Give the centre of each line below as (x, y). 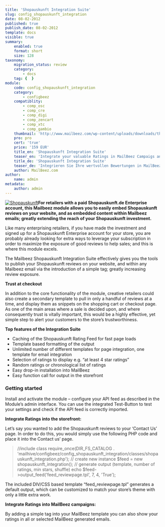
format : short (28, 51)
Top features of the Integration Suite (43, 329)
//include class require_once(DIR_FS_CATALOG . (66, 449)
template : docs (21, 33)
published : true (22, 23)
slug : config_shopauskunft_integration (46, 14)
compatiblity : (28, 102)
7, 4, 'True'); (104, 475)
